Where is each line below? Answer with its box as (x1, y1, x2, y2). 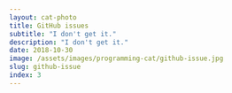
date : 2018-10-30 (9, 46, 73, 55)
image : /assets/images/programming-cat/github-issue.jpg (9, 54, 224, 63)
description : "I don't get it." (9, 37, 128, 47)
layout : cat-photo (9, 12, 77, 22)
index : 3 (9, 71, 42, 80)
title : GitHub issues (9, 21, 89, 30)
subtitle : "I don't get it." (9, 29, 117, 38)
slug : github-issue (9, 63, 81, 72)
